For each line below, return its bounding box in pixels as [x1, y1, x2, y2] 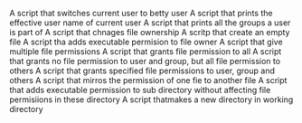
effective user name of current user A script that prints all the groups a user [9, 17, 291, 28]
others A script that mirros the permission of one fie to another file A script [9, 75, 288, 85]
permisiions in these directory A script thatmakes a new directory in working [9, 94, 294, 105]
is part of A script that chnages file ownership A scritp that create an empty [9, 27, 290, 37]
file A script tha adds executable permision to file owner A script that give [9, 36, 283, 47]
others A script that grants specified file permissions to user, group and [9, 65, 276, 76]
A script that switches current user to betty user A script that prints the [9, 8, 273, 18]
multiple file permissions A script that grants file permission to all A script [9, 46, 282, 57]
